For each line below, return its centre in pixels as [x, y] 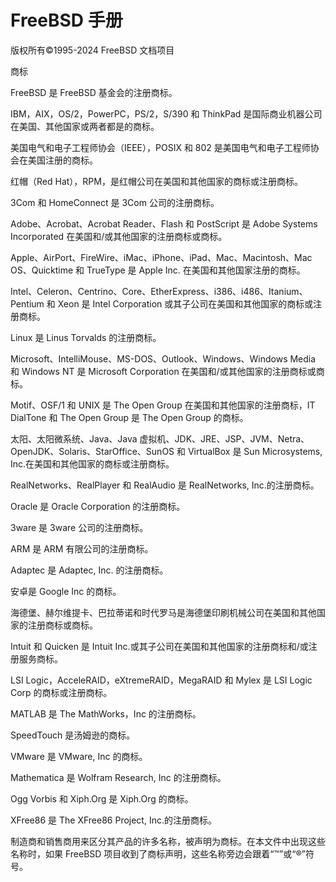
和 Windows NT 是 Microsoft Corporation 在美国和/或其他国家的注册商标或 [163, 371]
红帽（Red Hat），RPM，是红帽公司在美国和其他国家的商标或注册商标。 [156, 181]
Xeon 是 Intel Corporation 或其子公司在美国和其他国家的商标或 [185, 303]
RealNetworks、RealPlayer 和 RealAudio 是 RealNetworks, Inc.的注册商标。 [165, 485]
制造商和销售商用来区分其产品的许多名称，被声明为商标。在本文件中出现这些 [168, 841]
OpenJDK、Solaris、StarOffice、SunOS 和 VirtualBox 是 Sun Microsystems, [166, 451]
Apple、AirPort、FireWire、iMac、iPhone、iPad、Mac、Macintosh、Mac [161, 257]
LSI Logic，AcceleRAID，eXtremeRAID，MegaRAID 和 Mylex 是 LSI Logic [161, 680]
